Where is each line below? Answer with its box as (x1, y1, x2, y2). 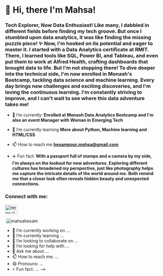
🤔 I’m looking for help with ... (12, 243, 70, 249)
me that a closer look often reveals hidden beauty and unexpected (12, 176, 149, 182)
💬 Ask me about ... (12, 248, 49, 254)
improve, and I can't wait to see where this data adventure (5, 95, 145, 102)
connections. (12, 181, 40, 187)
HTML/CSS (12, 132, 36, 138)
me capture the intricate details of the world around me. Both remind (12, 171, 154, 177)
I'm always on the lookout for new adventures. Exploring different (12, 160, 147, 166)
